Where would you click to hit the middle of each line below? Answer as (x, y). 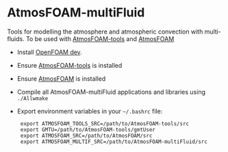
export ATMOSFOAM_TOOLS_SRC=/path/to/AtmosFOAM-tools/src (105, 124)
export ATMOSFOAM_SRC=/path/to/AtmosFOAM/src (86, 136)
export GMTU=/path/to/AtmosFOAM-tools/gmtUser (88, 129)
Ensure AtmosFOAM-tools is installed (69, 65)
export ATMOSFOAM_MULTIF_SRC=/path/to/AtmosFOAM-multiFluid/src (114, 142)
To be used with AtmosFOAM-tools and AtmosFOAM (100, 38)
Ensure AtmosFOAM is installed (61, 78)
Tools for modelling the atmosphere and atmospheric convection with (105, 31)
